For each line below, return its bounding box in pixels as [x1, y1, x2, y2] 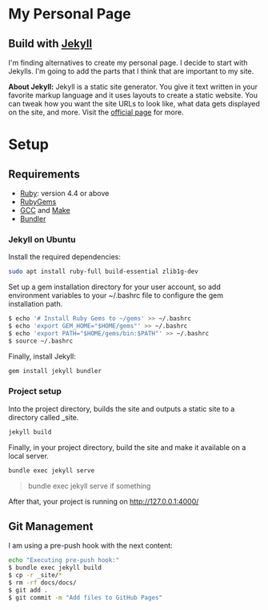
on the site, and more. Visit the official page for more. [8, 107, 184, 117]
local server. [8, 451, 50, 460]
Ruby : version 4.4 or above [19, 189, 110, 198]
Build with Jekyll [8, 37, 93, 50]
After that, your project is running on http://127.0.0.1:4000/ [8, 496, 199, 506]
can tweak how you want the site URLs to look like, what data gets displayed [8, 99, 260, 108]
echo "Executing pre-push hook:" [8, 556, 120, 564]
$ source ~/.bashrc [8, 337, 74, 345]
